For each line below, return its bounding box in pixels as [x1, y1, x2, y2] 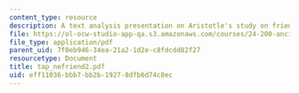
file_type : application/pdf [9, 37, 114, 47]
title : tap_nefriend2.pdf [9, 63, 105, 72]
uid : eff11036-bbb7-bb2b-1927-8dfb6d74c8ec [9, 71, 174, 80]
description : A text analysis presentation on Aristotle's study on [9, 21, 269, 30]
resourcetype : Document [9, 54, 98, 63]
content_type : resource [9, 12, 98, 22]
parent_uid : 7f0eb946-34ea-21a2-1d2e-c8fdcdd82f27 [9, 46, 201, 55]
